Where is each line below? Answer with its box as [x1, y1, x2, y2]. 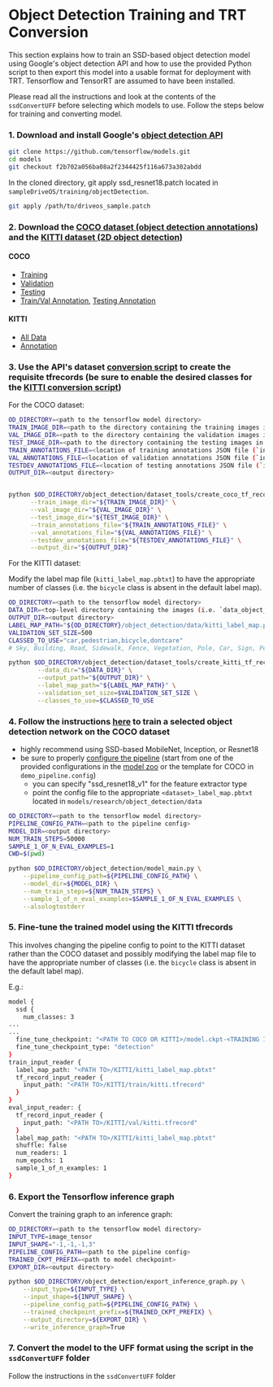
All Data [19, 332, 47, 343]
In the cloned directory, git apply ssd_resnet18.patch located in [8, 177, 219, 187]
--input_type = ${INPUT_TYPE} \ [23, 1285, 126, 1293]
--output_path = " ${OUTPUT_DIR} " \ [37, 674, 151, 682]
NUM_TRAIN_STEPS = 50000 [8, 834, 85, 843]
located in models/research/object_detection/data [32, 796, 202, 807]
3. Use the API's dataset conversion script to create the [8, 361, 232, 372]
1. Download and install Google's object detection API [8, 129, 223, 140]
